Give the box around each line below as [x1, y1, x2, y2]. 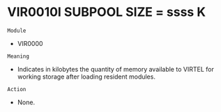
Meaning [7, 53, 30, 60]
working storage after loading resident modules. [17, 72, 155, 81]
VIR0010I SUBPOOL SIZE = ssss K [7, 4, 206, 20]
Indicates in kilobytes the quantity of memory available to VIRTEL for [17, 65, 214, 73]
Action [7, 86, 26, 93]
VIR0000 [17, 39, 43, 47]
